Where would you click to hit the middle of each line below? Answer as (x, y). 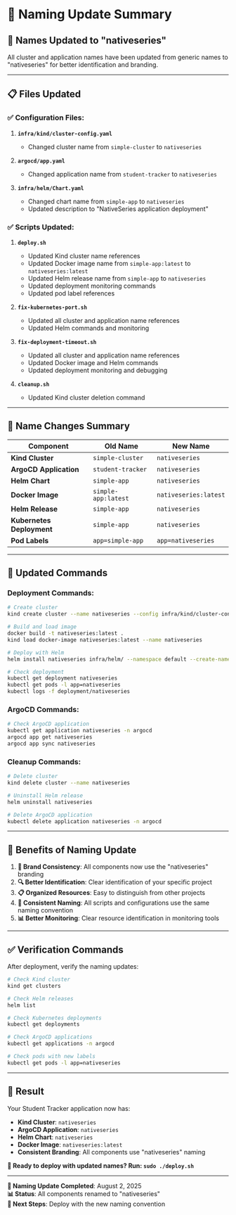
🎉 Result (26, 1092)
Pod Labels (30, 540)
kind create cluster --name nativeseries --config (83, 614)
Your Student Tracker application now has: (69, 1108)
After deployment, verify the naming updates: (73, 967)
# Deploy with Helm (36, 653)
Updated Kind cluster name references (84, 255)
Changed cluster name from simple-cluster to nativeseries (115, 146)
